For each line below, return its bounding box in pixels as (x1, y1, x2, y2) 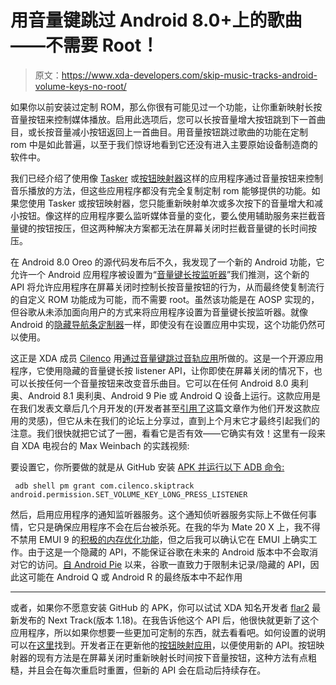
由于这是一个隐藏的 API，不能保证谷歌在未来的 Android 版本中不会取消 (27, 546, 319, 558)
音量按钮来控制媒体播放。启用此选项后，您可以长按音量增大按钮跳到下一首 (10, 113, 317, 125)
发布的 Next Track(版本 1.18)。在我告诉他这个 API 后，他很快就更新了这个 (18, 614, 320, 626)
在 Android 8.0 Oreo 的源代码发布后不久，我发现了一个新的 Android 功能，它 (10, 256, 325, 268)
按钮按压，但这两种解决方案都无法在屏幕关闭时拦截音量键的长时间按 (36, 222, 317, 234)
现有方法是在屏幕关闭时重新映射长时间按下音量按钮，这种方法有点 (36, 651, 308, 663)
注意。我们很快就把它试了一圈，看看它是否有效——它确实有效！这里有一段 (10, 427, 317, 439)
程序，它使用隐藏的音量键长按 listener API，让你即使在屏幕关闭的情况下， (10, 364, 314, 376)
